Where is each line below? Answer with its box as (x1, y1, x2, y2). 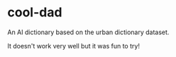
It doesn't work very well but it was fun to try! (7, 41, 141, 50)
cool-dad (7, 4, 62, 21)
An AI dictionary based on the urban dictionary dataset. (7, 28, 170, 36)
